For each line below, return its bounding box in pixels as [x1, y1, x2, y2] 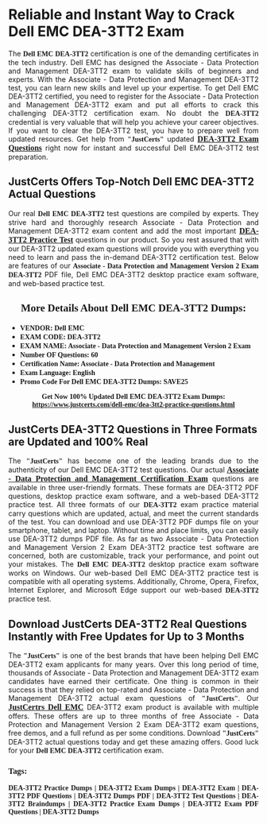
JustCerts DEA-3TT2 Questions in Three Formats [8, 423, 258, 436]
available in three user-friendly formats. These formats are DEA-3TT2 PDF [8, 483, 259, 493]
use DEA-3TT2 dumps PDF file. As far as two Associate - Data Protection [8, 534, 259, 544]
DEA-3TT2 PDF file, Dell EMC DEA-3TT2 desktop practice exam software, [8, 269, 259, 279]
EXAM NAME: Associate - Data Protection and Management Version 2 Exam [19, 342, 251, 350]
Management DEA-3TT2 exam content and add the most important [8, 226, 237, 235]
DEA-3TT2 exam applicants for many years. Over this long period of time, [8, 660, 259, 669]
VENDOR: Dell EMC [19, 323, 85, 332]
